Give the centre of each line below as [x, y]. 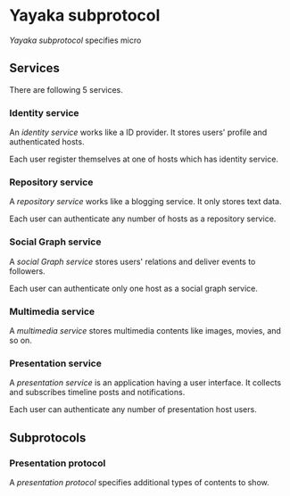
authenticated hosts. [47, 142]
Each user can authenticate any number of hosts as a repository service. [143, 219]
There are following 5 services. [66, 89]
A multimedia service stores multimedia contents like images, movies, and [145, 330]
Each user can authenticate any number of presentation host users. [133, 409]
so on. [21, 340]
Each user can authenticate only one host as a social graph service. [134, 288]
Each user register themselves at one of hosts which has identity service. [144, 159]
